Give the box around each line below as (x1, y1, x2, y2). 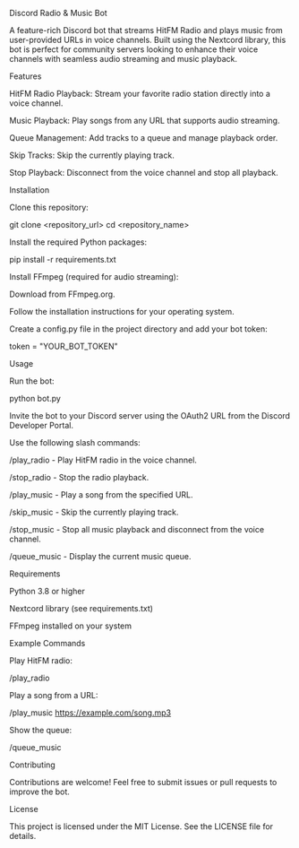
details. (9, 831, 37, 841)
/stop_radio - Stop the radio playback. (9, 472, 149, 482)
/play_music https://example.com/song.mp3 (9, 707, 172, 718)
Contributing (9, 759, 56, 770)
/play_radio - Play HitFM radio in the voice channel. (9, 454, 197, 465)
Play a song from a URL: (9, 690, 98, 700)
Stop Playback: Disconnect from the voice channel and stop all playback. (9, 168, 279, 177)
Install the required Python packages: (9, 237, 148, 247)
